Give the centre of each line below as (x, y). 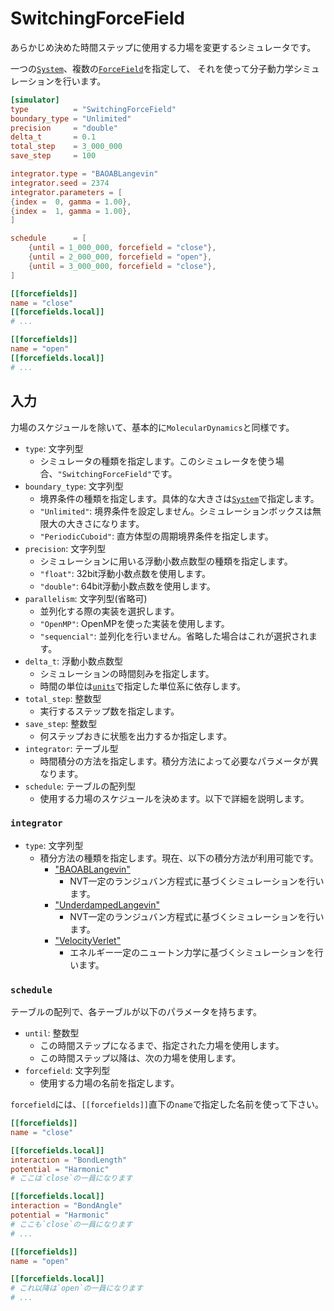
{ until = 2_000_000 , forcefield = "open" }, (120, 257)
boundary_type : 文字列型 (74, 486)
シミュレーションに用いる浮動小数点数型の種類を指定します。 (166, 561)
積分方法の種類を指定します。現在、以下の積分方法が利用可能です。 (179, 858)
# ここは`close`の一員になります (71, 1178)
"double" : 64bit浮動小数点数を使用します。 (127, 586)
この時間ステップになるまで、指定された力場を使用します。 (162, 1046)
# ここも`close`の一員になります (71, 1224)
